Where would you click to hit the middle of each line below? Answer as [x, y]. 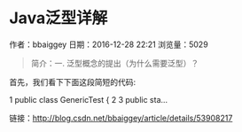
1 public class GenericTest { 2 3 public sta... [89, 99]
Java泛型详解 [59, 18]
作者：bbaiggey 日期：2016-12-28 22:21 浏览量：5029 [109, 44]
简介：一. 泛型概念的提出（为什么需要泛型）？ [115, 63]
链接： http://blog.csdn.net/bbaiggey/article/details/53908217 [121, 118]
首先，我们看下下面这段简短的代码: [73, 82]
